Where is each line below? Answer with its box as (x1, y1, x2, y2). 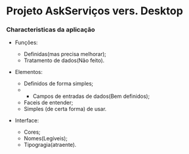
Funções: (14, 39, 38, 46)
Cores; (23, 128, 41, 135)
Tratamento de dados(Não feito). (23, 57, 105, 64)
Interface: (14, 117, 39, 124)
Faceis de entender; (23, 99, 74, 106)
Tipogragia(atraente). (23, 141, 77, 149)
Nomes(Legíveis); (23, 135, 68, 142)
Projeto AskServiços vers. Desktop (6, 4, 184, 18)
